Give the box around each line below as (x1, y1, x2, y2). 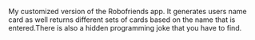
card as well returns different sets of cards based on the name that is (8, 15, 236, 24)
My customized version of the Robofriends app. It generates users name (8, 7, 247, 16)
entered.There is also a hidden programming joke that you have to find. (8, 24, 242, 32)
